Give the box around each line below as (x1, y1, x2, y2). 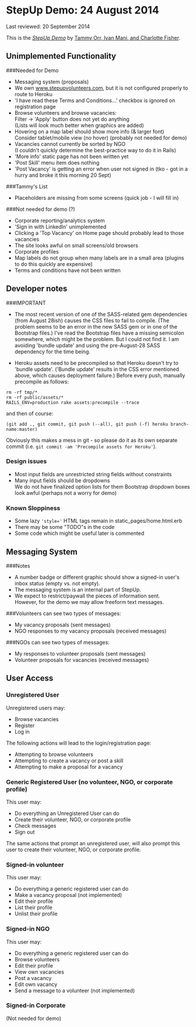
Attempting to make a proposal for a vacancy (14, 763, 123, 770)
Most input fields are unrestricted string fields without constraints (14, 470, 172, 477)
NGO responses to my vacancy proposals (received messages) (14, 627, 167, 634)
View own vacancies (14, 968, 64, 975)
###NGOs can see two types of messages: (6, 639, 110, 646)
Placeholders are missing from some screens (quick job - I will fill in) (14, 194, 179, 201)
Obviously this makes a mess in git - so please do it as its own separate (6, 436, 178, 443)
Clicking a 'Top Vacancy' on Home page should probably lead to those (14, 229, 184, 236)
